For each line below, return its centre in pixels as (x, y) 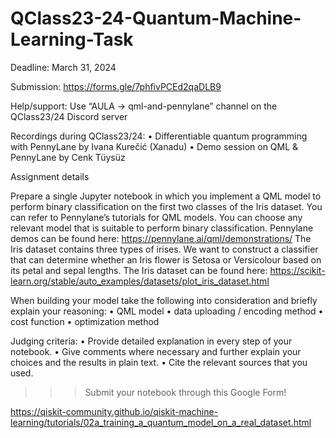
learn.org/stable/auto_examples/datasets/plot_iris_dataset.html (140, 281)
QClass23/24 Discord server (69, 116)
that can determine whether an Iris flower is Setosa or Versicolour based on (166, 259)
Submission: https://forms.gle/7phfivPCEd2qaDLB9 (116, 86)
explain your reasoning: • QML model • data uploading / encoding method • (167, 311)
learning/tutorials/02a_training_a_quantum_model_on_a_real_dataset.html (161, 422)
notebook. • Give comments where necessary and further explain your (156, 351)
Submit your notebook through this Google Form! (185, 392)
